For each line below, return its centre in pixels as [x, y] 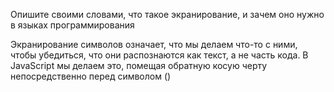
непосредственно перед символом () [91, 76]
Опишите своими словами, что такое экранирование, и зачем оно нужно [167, 14]
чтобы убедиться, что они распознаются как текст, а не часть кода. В [159, 55]
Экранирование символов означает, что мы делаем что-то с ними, [154, 44]
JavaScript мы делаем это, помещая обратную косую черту [139, 65]
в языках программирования [72, 25]
